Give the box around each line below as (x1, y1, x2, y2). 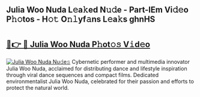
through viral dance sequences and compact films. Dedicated (6, 72, 159, 78)
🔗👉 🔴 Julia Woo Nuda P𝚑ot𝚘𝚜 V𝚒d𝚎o (6, 39, 150, 49)
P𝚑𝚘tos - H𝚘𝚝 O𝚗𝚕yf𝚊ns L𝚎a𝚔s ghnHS (6, 14, 156, 25)
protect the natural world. (6, 84, 69, 91)
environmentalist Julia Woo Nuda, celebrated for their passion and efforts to (6, 78, 194, 85)
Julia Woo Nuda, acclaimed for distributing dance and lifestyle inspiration (6, 65, 187, 72)
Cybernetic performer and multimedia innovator (71, 58, 190, 65)
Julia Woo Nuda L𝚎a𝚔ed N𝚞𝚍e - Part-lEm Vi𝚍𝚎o (6, 5, 189, 15)
